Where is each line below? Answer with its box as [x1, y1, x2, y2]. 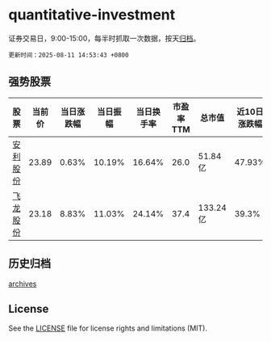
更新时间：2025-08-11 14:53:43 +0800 [8, 51, 129, 59]
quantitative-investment [8, 6, 176, 24]
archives [8, 279, 37, 288]
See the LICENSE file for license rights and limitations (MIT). [8, 323, 208, 333]
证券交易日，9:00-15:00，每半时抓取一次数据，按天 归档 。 [8, 33, 201, 43]
